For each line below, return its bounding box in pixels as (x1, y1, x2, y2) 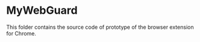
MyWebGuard (6, 4, 78, 17)
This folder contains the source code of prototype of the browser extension (6, 23, 195, 31)
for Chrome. (6, 29, 36, 37)
